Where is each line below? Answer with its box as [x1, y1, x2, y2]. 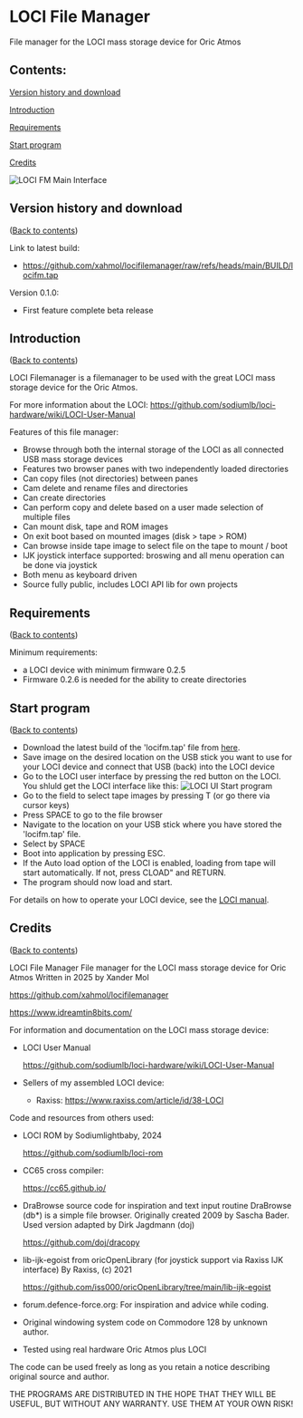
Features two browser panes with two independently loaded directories [22, 464, 289, 475]
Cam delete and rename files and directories [22, 483, 188, 494]
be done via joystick [22, 560, 98, 571]
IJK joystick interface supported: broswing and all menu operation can [22, 550, 285, 561]
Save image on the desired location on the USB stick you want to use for [22, 752, 292, 762]
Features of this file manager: [9, 427, 119, 438]
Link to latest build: [9, 242, 80, 253]
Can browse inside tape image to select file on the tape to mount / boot [22, 541, 288, 552]
